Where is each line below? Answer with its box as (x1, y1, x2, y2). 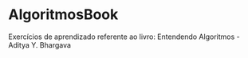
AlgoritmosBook (8, 6, 119, 24)
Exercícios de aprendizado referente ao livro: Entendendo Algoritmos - (8, 32, 241, 41)
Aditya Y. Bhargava (8, 40, 72, 49)
